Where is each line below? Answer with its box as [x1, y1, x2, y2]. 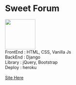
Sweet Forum [5, 3, 60, 14]
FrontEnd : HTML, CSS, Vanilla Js [5, 49, 71, 55]
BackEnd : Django [5, 54, 41, 60]
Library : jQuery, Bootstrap [5, 59, 58, 65]
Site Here [5, 74, 24, 80]
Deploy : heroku [5, 64, 37, 70]
